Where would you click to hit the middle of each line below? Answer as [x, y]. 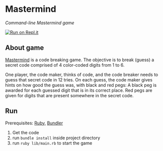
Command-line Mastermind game [40, 23]
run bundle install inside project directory [56, 138]
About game [25, 48]
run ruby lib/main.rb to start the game [52, 143]
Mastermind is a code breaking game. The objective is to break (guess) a [80, 60]
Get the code [26, 132]
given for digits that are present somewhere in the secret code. [69, 95]
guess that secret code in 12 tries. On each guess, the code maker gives [79, 79]
